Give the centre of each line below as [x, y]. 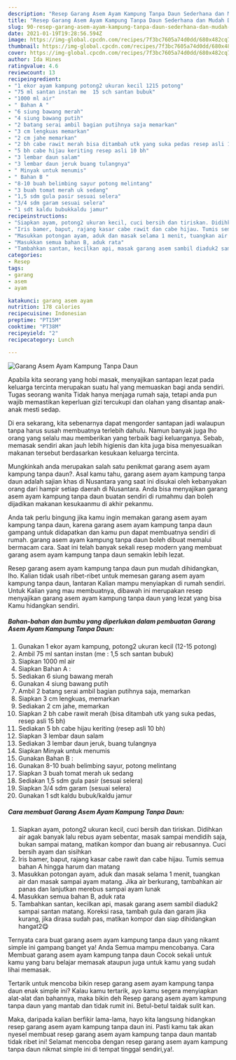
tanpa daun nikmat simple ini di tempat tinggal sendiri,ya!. [91, 1049]
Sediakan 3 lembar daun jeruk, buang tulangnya [87, 743]
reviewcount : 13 [32, 72]
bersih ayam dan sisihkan [55, 852]
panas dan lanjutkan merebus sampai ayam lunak [89, 889]
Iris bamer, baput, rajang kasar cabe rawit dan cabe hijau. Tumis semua [121, 859]
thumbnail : [24, 46]
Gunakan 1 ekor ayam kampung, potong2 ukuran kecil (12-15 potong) [117, 647]
